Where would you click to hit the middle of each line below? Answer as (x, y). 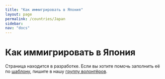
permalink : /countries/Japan (35, 19)
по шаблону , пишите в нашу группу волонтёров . (56, 72)
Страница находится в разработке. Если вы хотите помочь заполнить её (82, 66)
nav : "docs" (17, 28)
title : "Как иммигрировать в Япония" (44, 10)
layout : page (19, 14)
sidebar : (14, 23)
